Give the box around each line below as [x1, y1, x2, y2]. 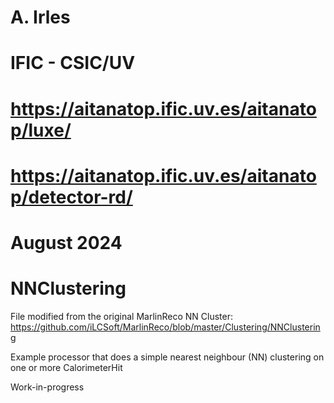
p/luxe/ [10, 119, 72, 141]
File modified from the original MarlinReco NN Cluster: [10, 310, 233, 322]
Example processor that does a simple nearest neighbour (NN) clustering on [10, 351, 325, 363]
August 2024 [10, 231, 123, 254]
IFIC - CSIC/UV [10, 52, 136, 75]
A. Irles [10, 6, 71, 29]
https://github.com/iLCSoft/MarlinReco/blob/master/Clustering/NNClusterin [10, 321, 321, 333]
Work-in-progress [10, 381, 85, 393]
